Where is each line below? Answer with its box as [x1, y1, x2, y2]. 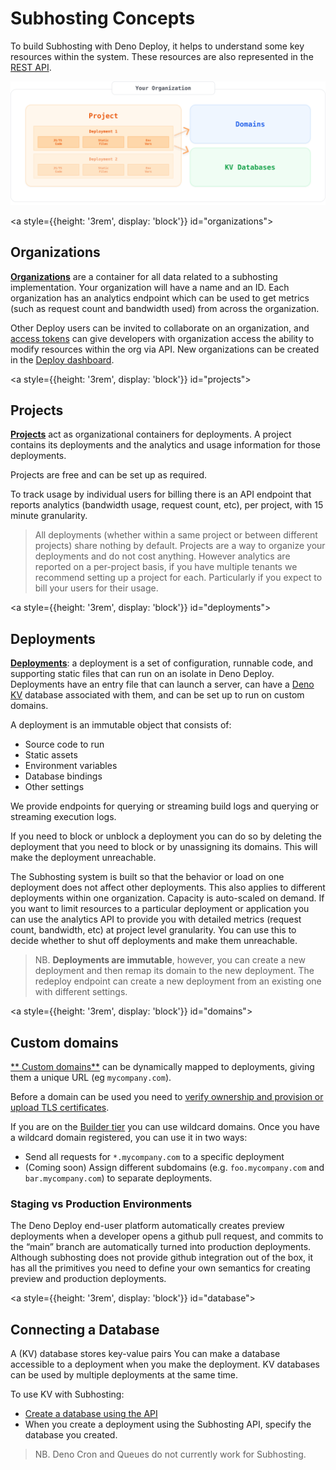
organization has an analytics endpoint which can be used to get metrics [10, 292, 310, 304]
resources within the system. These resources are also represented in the [10, 50, 314, 62]
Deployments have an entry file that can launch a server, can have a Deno [10, 678, 315, 691]
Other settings [24, 781, 85, 793]
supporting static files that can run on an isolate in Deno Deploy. [10, 668, 275, 680]
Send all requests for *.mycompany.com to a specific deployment [24, 1151, 285, 1163]
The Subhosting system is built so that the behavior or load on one [10, 871, 285, 883]
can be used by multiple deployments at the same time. [10, 1369, 239, 1381]
